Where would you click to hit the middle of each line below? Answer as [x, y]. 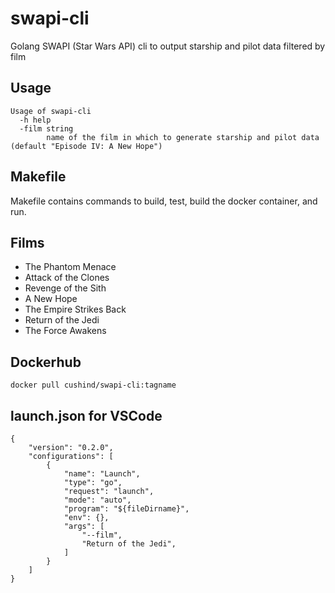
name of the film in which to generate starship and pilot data [183, 137]
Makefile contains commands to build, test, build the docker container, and [164, 201]
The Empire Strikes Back [75, 309]
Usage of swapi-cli [51, 111]
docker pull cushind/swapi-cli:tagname [93, 385]
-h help [35, 120]
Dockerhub [46, 362]
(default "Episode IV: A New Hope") [86, 146]
